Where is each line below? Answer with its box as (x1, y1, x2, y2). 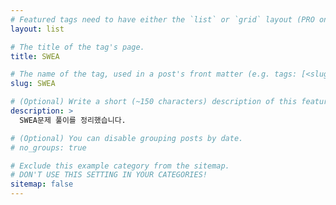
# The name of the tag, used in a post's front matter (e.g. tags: (10, 69, 298, 80)
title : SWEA (10, 51, 60, 61)
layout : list (10, 24, 65, 34)
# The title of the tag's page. (10, 42, 145, 52)
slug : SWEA (10, 79, 56, 89)
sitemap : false (10, 179, 74, 190)
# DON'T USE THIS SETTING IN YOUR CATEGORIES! (10, 170, 208, 180)
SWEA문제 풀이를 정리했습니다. (19, 115, 127, 125)
